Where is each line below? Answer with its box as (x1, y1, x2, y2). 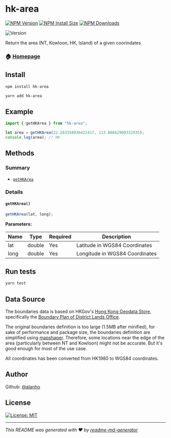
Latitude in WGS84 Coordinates (76, 241, 152, 249)
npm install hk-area (5, 84, 49, 89)
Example (5, 107, 34, 116)
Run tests (5, 267, 36, 276)
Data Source (5, 295, 45, 304)
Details (5, 188, 23, 196)
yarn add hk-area (5, 93, 42, 99)
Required (49, 233, 72, 240)
